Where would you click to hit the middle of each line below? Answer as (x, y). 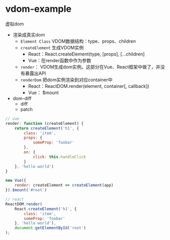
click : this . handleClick (59, 157)
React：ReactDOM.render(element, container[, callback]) (89, 86)
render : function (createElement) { (44, 123)
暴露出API (35, 73)
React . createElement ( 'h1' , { (46, 209)
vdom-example (39, 9)
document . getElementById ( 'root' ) (50, 228)
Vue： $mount (43, 93)
